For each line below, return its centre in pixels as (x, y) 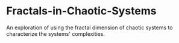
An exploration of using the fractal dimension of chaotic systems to (89, 27)
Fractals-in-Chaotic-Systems (81, 11)
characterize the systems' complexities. (56, 33)
